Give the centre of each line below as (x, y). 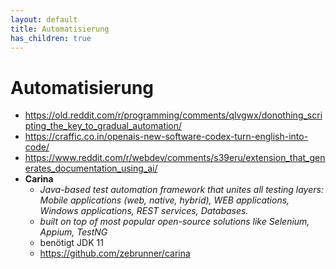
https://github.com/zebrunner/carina (115, 253)
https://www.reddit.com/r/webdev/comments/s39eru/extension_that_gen (175, 158)
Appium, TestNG (73, 232)
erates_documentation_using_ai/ (91, 168)
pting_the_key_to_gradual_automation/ (103, 126)
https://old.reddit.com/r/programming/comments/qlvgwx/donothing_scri (173, 115)
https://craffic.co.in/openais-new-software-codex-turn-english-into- (166, 137)
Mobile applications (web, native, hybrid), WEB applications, (164, 200)
